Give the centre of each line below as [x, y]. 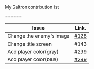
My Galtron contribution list [32, 7]
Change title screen [30, 44]
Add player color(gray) [33, 52]
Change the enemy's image [39, 36]
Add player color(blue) [33, 59]
